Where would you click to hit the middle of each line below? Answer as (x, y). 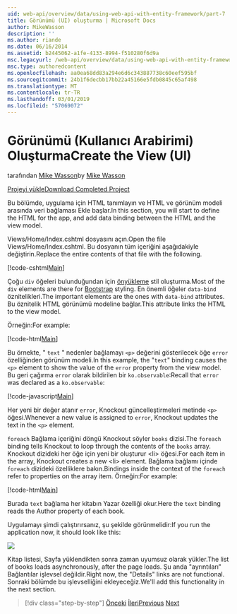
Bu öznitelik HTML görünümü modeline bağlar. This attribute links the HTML (116, 304)
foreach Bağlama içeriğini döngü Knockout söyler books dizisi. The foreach (114, 438)
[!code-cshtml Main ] (36, 267)
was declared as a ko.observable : (56, 382)
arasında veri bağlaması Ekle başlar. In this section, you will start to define (114, 210)
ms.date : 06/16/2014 (38, 47)
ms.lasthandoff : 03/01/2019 (49, 100)
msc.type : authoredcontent (47, 66)
